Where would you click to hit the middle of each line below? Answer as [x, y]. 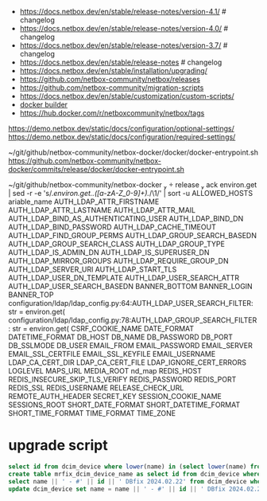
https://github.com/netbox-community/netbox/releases [110, 79]
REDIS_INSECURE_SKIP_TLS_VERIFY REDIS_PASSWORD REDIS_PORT [122, 379]
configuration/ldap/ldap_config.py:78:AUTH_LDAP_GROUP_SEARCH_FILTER [133, 320]
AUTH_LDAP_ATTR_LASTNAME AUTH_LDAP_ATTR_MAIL [102, 210]
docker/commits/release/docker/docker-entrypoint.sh [97, 169]
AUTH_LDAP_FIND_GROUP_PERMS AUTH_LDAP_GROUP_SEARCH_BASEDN [132, 235]
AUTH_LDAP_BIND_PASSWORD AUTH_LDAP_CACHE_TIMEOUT [112, 227]
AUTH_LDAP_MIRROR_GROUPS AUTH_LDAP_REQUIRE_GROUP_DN [118, 261]
